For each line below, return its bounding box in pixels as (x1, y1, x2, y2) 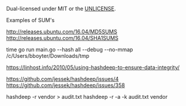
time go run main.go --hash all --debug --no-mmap (6, 46, 133, 53)
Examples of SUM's (6, 17, 55, 23)
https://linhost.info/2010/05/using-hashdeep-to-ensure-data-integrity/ (6, 64, 180, 71)
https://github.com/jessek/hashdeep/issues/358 (6, 82, 126, 89)
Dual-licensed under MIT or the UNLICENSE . (6, 5, 117, 12)
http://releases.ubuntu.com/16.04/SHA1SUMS (6, 35, 118, 41)
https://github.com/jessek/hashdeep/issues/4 (6, 76, 119, 82)
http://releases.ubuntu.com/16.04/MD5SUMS (6, 28, 118, 35)
